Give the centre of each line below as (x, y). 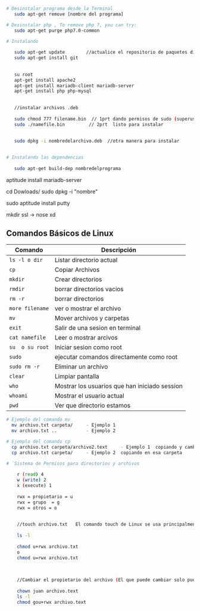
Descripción (119, 250)
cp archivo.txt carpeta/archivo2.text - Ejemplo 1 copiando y (97, 447)
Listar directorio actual (86, 260)
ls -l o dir (26, 260)
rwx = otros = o (37, 508)
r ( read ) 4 (30, 474)
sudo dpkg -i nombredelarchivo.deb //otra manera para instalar (97, 141)
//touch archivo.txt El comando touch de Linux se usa (89, 524)
